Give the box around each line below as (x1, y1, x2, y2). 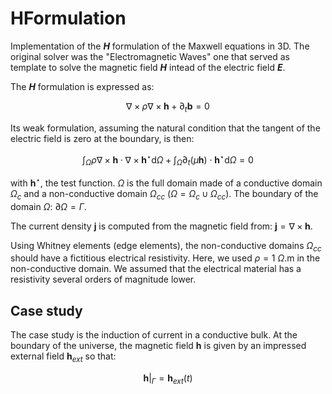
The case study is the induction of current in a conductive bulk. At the (10, 329, 298, 341)
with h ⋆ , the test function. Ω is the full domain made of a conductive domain (10, 175, 323, 189)
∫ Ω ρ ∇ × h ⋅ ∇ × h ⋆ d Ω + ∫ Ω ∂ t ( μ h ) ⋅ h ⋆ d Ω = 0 (82, 152, 254, 168)
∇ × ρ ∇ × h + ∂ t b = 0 (126, 100, 210, 114)
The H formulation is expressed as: (10, 80, 155, 92)
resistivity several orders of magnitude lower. (10, 273, 197, 286)
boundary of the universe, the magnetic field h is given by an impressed (10, 340, 307, 352)
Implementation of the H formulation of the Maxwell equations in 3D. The (10, 40, 310, 52)
